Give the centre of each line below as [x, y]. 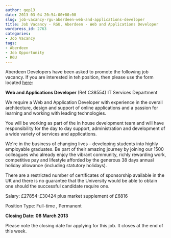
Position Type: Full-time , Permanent [43, 206]
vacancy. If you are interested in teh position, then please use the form [80, 77]
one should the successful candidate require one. [57, 186]
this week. [16, 231]
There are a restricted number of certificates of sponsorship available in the [85, 175]
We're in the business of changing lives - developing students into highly [82, 144]
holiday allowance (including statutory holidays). [56, 166]
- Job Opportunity [25, 52]
